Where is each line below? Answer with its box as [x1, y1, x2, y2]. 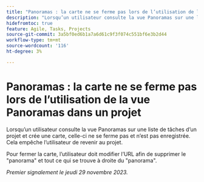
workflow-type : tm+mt [6, 37, 61, 43]
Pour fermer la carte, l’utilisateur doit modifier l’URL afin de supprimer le [6, 150, 186, 158]
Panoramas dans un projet [6, 106, 141, 119]
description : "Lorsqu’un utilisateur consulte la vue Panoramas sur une [6, 15, 194, 21]
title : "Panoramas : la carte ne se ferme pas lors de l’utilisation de [6, 8, 194, 15]
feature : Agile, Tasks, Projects [6, 25, 91, 32]
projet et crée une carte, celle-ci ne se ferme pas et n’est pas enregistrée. [6, 132, 191, 140]
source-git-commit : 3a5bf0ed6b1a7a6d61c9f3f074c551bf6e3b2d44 [6, 32, 167, 38]
